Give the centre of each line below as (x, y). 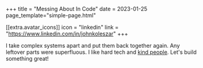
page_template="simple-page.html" (51, 15)
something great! (27, 59)
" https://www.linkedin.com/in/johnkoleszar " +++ (67, 34)
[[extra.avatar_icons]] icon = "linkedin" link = (62, 27)
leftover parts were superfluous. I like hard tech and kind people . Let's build (101, 52)
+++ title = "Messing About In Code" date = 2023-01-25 (77, 9)
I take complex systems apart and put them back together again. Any (93, 46)
